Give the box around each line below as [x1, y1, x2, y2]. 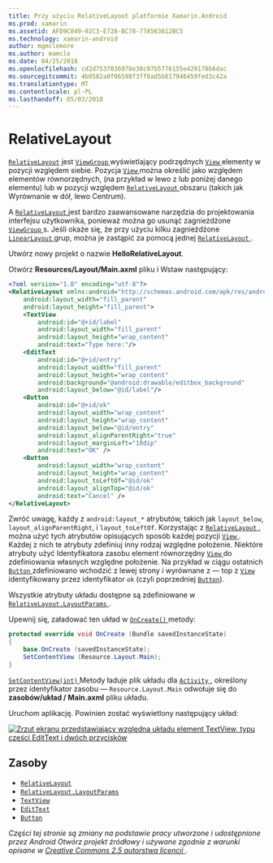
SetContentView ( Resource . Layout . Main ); [23, 653, 162, 661]
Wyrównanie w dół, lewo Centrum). [8, 192, 126, 202]
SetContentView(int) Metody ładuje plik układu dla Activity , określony [8, 675, 248, 685]
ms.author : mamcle [8, 50, 71, 58]
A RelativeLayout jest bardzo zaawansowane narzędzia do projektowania [8, 207, 254, 217]
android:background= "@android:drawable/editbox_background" [37, 379, 245, 387]
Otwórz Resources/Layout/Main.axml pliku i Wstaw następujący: [8, 265, 228, 275]
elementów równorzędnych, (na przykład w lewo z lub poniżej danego [8, 174, 243, 184]
